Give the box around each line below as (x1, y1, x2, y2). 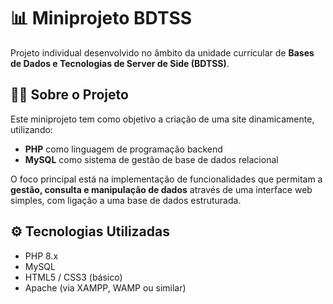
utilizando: (10, 123, 53, 135)
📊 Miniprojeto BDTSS (10, 7, 193, 30)
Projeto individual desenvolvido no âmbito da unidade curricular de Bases (10, 46, 315, 59)
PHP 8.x (24, 250, 59, 262)
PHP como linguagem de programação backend (24, 143, 223, 155)
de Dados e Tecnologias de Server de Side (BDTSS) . (10, 57, 230, 69)
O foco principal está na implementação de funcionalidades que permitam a (10, 173, 323, 185)
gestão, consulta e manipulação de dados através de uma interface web (10, 183, 313, 195)
